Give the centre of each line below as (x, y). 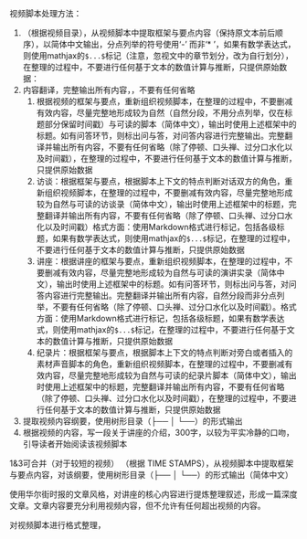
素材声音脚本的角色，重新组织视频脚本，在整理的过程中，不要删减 (160, 364)
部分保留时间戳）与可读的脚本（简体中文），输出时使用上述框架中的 (170, 124)
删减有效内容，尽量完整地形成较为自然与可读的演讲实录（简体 (160, 273)
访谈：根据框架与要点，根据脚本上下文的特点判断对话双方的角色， (160, 181)
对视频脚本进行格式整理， (58, 525)
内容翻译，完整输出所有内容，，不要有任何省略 (109, 90)
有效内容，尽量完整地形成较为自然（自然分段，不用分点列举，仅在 (160, 113)
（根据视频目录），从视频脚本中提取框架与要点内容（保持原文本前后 (149, 33)
